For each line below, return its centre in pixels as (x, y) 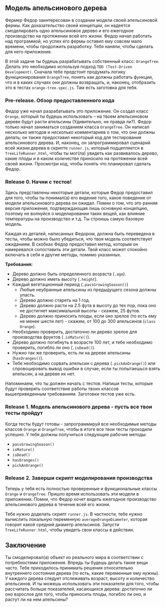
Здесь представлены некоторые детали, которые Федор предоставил (79, 193)
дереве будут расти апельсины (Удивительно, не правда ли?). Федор (78, 122)
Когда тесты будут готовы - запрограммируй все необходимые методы (81, 424)
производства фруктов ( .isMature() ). (51, 337)
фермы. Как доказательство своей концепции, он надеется (68, 25)
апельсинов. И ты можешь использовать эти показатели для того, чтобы (82, 583)
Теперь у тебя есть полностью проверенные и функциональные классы (81, 489)
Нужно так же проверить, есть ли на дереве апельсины (71, 353)
